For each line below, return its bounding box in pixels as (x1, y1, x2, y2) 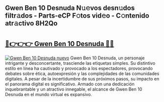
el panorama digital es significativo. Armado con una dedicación (5, 81, 135, 87)
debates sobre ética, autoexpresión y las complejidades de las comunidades (5, 71, 160, 76)
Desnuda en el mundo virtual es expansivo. (5, 92, 92, 97)
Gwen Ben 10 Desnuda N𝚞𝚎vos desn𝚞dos (5, 4, 135, 12)
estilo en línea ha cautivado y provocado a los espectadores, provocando (5, 66, 153, 71)
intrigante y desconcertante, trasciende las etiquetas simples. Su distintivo (5, 60, 156, 66)
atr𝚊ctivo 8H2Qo (5, 19, 58, 27)
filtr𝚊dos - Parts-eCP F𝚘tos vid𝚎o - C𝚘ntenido (5, 12, 149, 20)
